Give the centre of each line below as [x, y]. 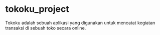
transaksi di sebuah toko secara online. [46, 28]
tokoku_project [37, 9]
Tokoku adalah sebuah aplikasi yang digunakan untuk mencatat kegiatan [80, 23]
